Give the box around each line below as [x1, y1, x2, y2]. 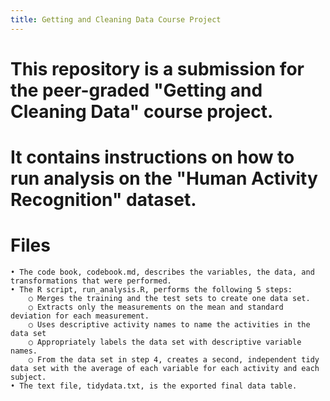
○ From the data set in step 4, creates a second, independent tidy [28, 354, 320, 365]
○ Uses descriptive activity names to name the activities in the [28, 319, 311, 330]
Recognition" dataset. [10, 189, 197, 211]
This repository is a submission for [10, 57, 305, 80]
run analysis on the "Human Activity [10, 167, 318, 190]
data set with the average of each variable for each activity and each [10, 363, 320, 373]
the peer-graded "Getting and [10, 79, 263, 101]
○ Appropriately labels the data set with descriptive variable [28, 337, 302, 347]
